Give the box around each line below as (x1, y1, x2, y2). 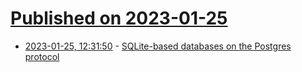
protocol (24, 50, 60, 62)
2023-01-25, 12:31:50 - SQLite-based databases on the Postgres (24, 40, 292, 52)
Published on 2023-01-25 (10, 7, 228, 30)
